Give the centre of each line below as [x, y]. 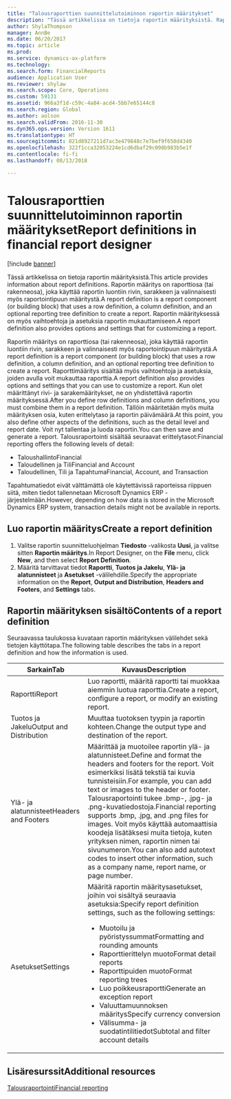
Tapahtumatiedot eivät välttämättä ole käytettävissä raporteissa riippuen [109, 485]
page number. [110, 876]
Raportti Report [34, 694]
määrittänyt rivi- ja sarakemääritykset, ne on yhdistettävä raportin [100, 392]
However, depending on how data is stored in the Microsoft [130, 500]
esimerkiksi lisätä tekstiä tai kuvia [141, 773]
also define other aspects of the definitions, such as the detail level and [108, 422]
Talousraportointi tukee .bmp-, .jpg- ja [150, 798]
